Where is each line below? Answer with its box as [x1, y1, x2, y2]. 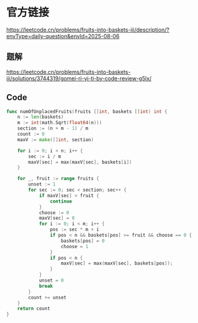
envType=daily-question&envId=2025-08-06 [6, 32, 120, 40]
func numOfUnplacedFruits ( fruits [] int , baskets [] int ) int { [6, 108, 168, 114]
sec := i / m [28, 153, 62, 159]
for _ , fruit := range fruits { [17, 176, 99, 182]
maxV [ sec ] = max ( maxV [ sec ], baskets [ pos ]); [60, 260, 173, 266]
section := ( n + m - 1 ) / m [17, 125, 88, 131]
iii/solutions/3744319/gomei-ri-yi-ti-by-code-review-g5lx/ [6, 74, 152, 82]
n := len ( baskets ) [17, 114, 64, 120]
